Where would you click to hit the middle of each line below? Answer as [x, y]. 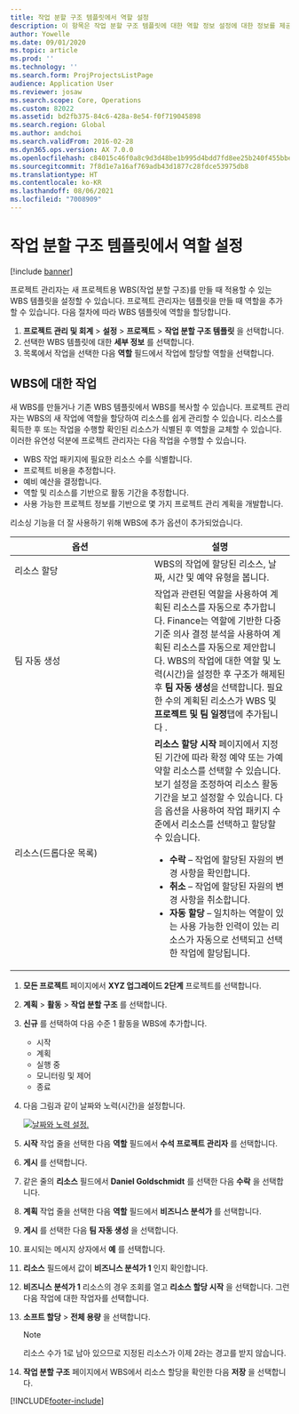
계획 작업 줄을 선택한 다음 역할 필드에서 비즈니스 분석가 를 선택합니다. [142, 1211]
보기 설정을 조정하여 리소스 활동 [216, 783]
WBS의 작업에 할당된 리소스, [210, 564]
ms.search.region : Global [58, 125]
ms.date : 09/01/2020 [48, 42]
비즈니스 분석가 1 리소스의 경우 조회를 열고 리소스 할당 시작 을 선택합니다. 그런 [156, 1287]
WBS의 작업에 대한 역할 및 [219, 661]
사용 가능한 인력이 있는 [224, 926]
